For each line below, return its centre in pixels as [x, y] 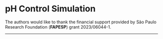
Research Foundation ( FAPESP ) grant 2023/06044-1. [58, 27]
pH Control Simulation [50, 9]
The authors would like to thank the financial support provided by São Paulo [81, 22]
